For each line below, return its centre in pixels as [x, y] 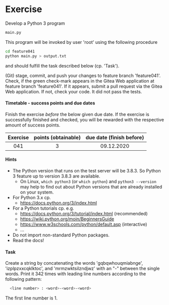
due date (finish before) [115, 137]
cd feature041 [20, 51]
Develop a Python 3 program [35, 23]
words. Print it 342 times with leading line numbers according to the [76, 274]
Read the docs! [28, 240]
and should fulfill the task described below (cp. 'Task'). [62, 66]
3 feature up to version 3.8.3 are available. [57, 176]
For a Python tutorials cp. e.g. [43, 208]
